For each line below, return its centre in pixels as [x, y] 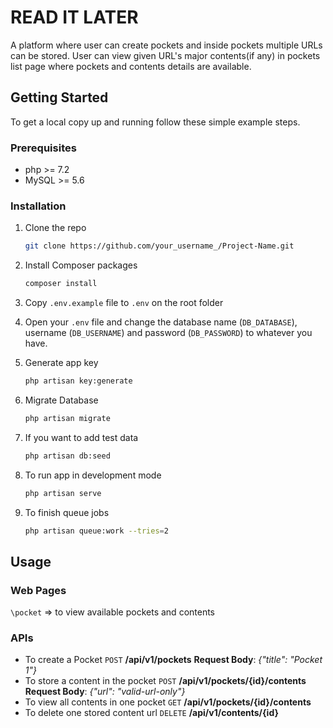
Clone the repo [55, 228]
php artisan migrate [67, 418]
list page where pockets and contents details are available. [131, 66]
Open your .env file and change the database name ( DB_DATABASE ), [161, 322]
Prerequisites [43, 148]
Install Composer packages [81, 265]
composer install [61, 284]
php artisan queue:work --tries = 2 [96, 531]
